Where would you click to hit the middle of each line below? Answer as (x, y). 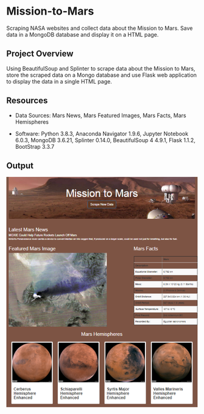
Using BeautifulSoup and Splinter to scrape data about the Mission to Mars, (101, 68)
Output (20, 166)
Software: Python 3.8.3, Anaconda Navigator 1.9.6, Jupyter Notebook (102, 134)
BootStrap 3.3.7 (35, 146)
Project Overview (40, 54)
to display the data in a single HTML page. (59, 81)
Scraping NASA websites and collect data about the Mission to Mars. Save (100, 28)
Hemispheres (32, 122)
